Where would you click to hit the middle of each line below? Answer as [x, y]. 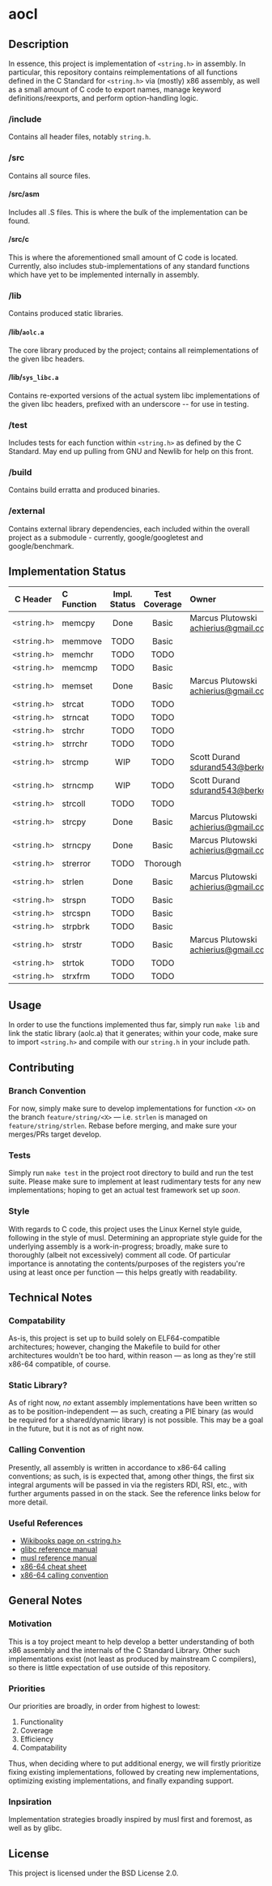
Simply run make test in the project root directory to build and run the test [131, 1173]
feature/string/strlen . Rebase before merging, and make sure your [123, 1125]
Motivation [30, 1624]
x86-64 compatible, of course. [59, 1364]
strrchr [75, 744]
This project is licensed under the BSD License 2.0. [93, 1873]
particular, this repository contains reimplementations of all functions [123, 72]
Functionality [42, 1722]
